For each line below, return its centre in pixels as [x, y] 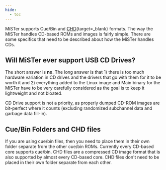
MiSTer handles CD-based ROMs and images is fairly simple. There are [78, 34]
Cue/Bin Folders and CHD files [53, 129]
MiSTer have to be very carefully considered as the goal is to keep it [75, 88]
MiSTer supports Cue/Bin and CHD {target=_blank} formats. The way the [79, 28]
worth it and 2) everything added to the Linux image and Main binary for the [83, 83]
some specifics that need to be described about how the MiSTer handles [80, 39]
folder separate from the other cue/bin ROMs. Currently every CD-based [80, 147]
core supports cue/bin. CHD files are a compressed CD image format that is [83, 152]
